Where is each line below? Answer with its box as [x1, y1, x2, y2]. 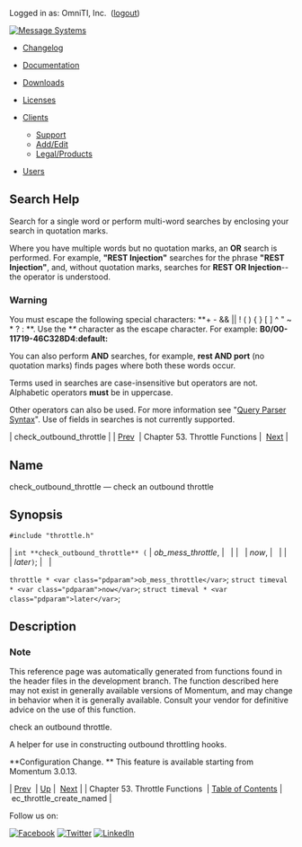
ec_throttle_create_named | [11, 793, 112, 804]
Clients [22, 112, 49, 122]
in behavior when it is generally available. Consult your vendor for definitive [9, 695, 289, 706]
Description [9, 619, 76, 634]
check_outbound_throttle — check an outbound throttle [9, 481, 214, 492]
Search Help [9, 192, 80, 207]
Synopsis [9, 507, 63, 523]
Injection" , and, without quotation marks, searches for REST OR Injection [9, 261, 281, 272]
